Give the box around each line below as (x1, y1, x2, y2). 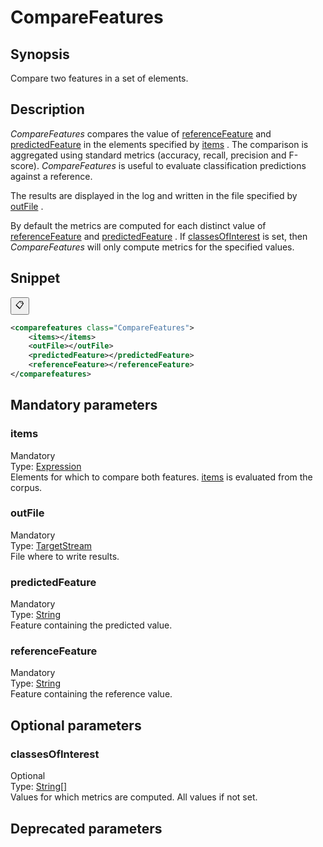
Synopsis (10, 46, 70, 63)
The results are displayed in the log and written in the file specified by (10, 189, 298, 201)
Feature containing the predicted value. (10, 619, 173, 631)
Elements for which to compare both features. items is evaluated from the (10, 471, 313, 483)
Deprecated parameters (10, 820, 163, 837)
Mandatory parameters (10, 397, 158, 414)
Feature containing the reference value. (10, 688, 173, 700)
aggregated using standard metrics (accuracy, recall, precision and (10, 149, 287, 161)
